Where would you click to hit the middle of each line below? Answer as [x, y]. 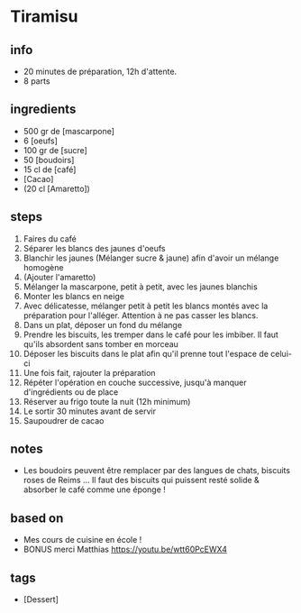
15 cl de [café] [50, 169]
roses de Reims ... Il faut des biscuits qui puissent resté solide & [141, 480]
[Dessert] [41, 599]
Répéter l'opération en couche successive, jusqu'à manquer [135, 382]
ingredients [43, 110]
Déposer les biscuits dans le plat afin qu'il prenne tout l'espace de [146, 353]
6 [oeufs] [40, 141]
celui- [281, 353]
